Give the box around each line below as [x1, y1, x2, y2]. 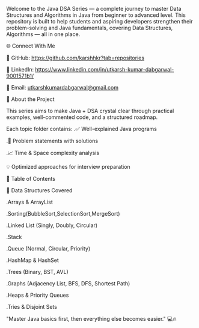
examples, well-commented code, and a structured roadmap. [6, 114, 158, 121]
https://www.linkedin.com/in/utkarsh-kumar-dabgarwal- [35, 66, 174, 73]
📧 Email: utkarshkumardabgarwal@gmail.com [6, 84, 119, 91]
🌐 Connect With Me [6, 42, 55, 49]
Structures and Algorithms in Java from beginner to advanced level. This [6, 11, 186, 19]
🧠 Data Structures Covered [6, 187, 73, 194]
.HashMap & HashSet [6, 257, 59, 264]
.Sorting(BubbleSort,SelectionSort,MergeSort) [6, 210, 120, 217]
